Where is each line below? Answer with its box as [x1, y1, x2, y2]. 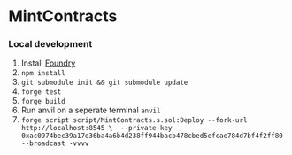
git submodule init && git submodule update [20, 78, 188, 88]
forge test [20, 88, 62, 97]
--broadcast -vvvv [20, 139, 89, 148]
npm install [20, 69, 65, 78]
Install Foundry [20, 58, 76, 68]
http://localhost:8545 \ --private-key [20, 124, 173, 133]
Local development [8, 38, 93, 50]
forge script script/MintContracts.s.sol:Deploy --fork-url [20, 116, 248, 125]
